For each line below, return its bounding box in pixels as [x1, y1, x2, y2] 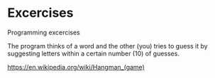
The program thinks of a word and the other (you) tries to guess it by [7, 41, 208, 50]
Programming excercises [7, 28, 80, 37]
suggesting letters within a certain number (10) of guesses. [7, 49, 180, 58]
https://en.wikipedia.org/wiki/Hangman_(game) [7, 63, 145, 71]
